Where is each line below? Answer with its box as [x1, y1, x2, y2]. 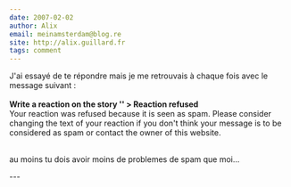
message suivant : [9, 80, 77, 91]
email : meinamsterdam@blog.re [9, 29, 122, 38]
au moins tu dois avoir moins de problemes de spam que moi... [9, 154, 240, 165]
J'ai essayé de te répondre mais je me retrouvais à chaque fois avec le [9, 70, 269, 81]
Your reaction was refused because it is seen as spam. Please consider [9, 109, 272, 119]
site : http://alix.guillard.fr [9, 37, 126, 47]
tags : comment [9, 46, 62, 55]
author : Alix [9, 21, 58, 30]
